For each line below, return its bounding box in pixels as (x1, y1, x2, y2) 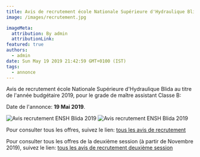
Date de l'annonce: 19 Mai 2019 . (6, 103, 86, 111)
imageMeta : (6, 25, 33, 31)
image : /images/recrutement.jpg (6, 14, 86, 20)
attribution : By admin (11, 30, 68, 36)
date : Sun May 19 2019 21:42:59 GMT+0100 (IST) (6, 58, 127, 64)
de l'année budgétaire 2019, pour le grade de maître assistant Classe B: (6, 92, 182, 99)
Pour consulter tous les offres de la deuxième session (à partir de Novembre (6, 138, 193, 145)
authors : (6, 47, 28, 54)
